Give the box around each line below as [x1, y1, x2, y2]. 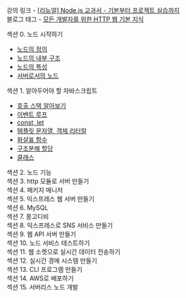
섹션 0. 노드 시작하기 [6, 30, 63, 38]
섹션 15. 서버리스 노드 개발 [6, 283, 79, 291]
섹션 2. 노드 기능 [6, 168, 52, 177]
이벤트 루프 [16, 110, 48, 119]
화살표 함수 [16, 136, 48, 143]
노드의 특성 [16, 63, 48, 71]
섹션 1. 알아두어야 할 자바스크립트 [6, 87, 98, 95]
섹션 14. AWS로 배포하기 [6, 274, 74, 282]
